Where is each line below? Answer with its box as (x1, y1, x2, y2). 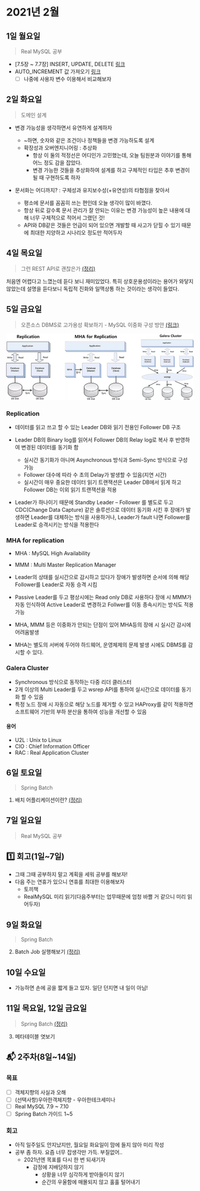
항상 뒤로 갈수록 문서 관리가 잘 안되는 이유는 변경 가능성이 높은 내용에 (23, 207, 185, 214)
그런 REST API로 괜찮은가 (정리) (20, 265, 96, 272)
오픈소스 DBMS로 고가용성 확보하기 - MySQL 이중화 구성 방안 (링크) (20, 321, 180, 328)
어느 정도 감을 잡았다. (32, 159, 82, 166)
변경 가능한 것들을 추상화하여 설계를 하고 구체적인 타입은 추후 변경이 (32, 166, 190, 173)
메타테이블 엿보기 (14, 1033, 55, 1040)
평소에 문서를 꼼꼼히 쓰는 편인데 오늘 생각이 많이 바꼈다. (23, 199, 153, 206)
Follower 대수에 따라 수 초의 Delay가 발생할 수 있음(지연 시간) (23, 471, 167, 479)
